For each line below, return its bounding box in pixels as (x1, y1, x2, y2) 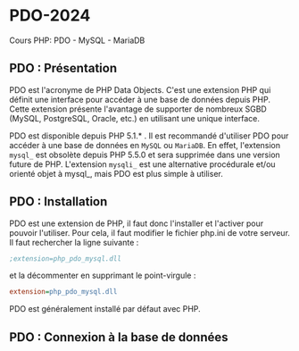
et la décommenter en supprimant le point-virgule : (9, 270, 196, 281)
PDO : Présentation (9, 61, 118, 76)
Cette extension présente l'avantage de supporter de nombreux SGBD (9, 104, 268, 114)
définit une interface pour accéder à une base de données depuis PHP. (9, 94, 270, 104)
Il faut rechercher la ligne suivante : (9, 237, 139, 247)
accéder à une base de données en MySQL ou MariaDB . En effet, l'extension (9, 139, 281, 150)
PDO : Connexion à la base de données (9, 330, 229, 345)
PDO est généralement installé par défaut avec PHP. (9, 304, 201, 314)
